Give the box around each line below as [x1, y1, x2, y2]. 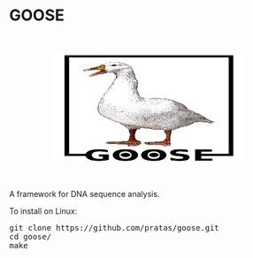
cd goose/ [9, 231, 51, 241]
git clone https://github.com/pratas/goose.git [9, 223, 219, 232]
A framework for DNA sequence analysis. [9, 188, 160, 199]
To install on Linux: [9, 205, 78, 216]
